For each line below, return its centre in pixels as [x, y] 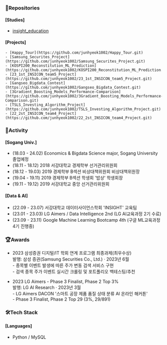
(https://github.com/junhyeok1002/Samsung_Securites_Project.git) [75, 62]
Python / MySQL [29, 337]
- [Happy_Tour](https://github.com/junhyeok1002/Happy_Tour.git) [74, 53]
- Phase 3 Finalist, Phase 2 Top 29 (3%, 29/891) [61, 299]
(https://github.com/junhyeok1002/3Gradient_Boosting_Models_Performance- [84, 96]
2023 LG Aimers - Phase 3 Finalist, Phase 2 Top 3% [65, 281]
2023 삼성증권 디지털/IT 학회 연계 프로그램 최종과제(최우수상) [72, 253]
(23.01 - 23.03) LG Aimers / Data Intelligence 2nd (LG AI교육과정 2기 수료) [87, 214]
